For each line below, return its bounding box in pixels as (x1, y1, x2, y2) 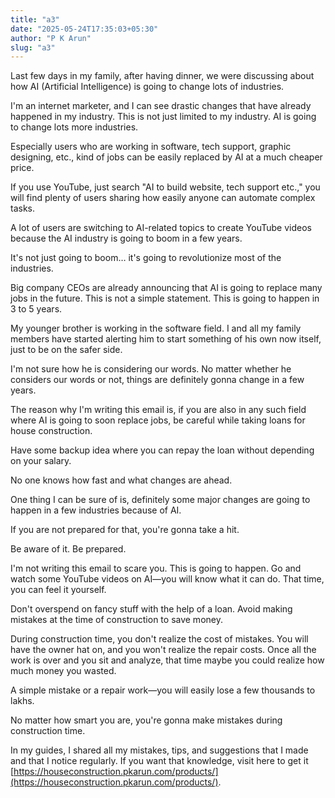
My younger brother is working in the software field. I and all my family (10, 322, 302, 335)
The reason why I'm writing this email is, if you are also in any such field (10, 404, 307, 416)
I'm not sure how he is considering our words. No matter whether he (10, 363, 292, 375)
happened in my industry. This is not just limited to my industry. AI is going (10, 111, 317, 123)
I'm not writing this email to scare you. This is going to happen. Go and (10, 562, 302, 575)
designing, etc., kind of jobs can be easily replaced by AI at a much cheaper (10, 151, 323, 163)
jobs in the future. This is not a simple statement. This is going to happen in (10, 292, 320, 305)
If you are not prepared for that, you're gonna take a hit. (10, 524, 240, 536)
